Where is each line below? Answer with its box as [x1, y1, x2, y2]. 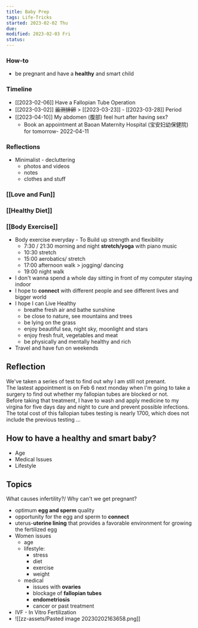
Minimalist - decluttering [14, 156, 75, 163]
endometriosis [32, 596, 70, 603]
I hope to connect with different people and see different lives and [14, 287, 179, 295]
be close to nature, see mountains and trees [23, 313, 133, 320]
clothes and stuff [23, 175, 66, 182]
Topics [6, 479, 32, 489]
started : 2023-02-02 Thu [6, 20, 68, 26]
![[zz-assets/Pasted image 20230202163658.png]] [14, 615, 141, 623]
